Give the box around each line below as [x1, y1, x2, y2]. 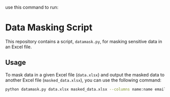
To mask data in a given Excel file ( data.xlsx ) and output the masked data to [5, 71, 165, 77]
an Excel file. [5, 44, 32, 50]
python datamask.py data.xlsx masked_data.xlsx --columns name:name [5, 86, 153, 92]
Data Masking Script [5, 22, 93, 33]
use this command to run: [5, 5, 59, 10]
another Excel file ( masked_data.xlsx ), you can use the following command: [5, 77, 162, 83]
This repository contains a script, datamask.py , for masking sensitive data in [5, 38, 162, 44]
